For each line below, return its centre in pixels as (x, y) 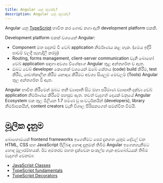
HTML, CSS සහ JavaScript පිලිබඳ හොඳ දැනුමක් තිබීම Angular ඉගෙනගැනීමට (77, 145)
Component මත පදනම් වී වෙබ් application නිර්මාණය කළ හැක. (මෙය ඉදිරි (81, 47)
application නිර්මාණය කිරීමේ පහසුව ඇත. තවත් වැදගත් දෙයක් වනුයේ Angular (78, 95)
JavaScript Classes (31, 166)
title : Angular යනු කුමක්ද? (32, 9)
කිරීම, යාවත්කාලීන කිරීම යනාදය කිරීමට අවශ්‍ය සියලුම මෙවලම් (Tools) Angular (85, 74)
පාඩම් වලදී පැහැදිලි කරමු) (35, 53)
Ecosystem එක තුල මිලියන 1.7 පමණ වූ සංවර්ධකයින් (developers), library (75, 100)
